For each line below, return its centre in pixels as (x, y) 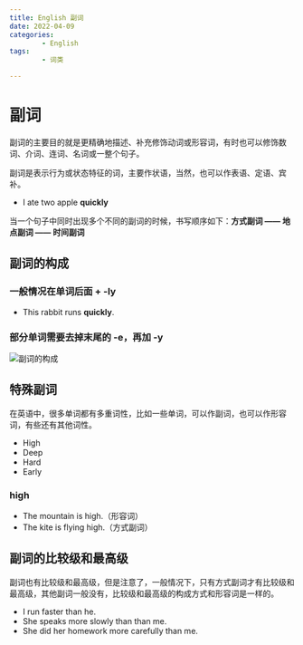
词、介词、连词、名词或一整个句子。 (77, 153)
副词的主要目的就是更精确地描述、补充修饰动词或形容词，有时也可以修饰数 (148, 142)
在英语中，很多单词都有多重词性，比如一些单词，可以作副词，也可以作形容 (148, 413)
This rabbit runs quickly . (68, 312)
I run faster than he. (59, 611)
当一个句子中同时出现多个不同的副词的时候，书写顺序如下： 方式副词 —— (145, 221)
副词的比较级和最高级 (69, 558)
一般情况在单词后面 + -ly (63, 292)
